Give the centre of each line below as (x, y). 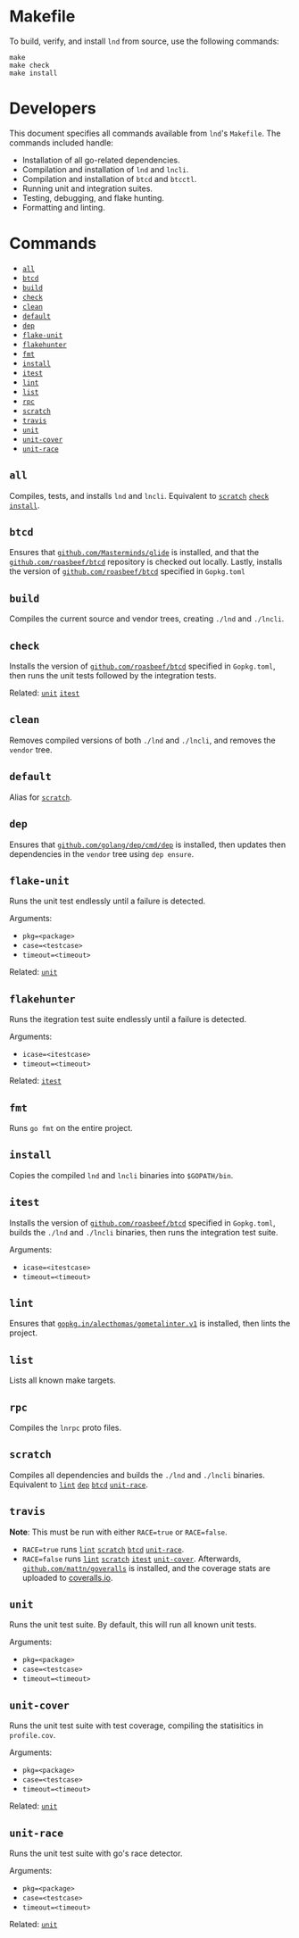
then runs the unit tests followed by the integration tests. (113, 676)
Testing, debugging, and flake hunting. (93, 197)
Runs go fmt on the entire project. (71, 1127)
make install (33, 73)
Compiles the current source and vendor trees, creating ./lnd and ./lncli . (147, 619)
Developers (53, 108)
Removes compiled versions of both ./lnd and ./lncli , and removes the (143, 740)
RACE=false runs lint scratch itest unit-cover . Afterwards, (132, 1559)
